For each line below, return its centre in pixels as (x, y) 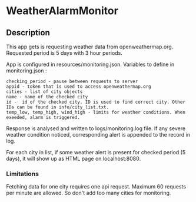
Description (28, 33)
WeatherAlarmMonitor (62, 11)
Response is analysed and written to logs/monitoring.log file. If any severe (96, 128)
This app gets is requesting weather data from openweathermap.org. (90, 47)
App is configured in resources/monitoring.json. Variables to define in (90, 64)
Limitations (23, 174)
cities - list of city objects (44, 92)
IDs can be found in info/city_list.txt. (58, 107)
